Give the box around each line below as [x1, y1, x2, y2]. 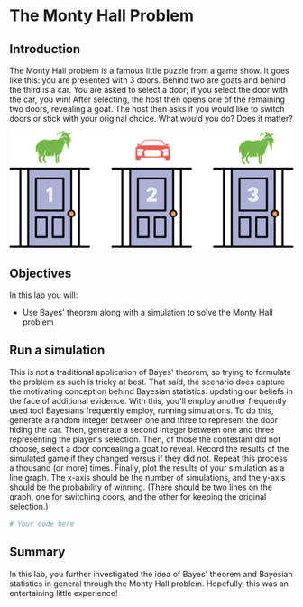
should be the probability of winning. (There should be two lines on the [9, 482, 273, 492]
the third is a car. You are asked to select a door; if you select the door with [9, 85, 289, 95]
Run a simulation [9, 343, 106, 358]
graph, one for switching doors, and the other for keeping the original [9, 491, 267, 501]
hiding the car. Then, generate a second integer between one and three [9, 424, 275, 435]
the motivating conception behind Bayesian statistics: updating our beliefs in [9, 385, 293, 397]
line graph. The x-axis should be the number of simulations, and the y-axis [9, 472, 286, 483]
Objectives [9, 265, 72, 281]
